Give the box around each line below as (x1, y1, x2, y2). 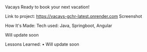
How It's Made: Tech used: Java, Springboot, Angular (5, 23, 112, 28)
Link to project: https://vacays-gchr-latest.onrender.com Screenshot (5, 13, 142, 19)
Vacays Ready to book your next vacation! (5, 4, 90, 10)
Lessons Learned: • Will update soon (5, 41, 79, 47)
